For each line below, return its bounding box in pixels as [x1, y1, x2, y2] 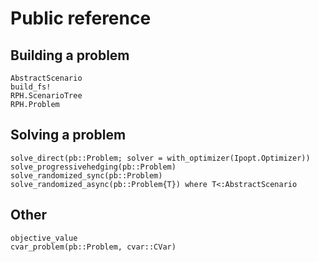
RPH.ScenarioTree [10, 91, 83, 101]
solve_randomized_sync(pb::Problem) [10, 170, 163, 181]
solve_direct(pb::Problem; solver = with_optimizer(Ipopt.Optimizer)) [10, 153, 311, 163]
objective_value [10, 233, 78, 243]
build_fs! [10, 82, 52, 92]
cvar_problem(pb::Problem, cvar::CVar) [10, 242, 177, 252]
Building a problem [10, 47, 130, 64]
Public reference [10, 7, 152, 30]
